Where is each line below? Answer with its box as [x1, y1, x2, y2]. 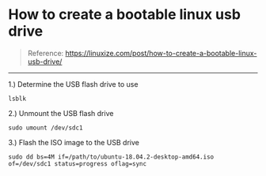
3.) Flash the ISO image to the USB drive [8, 137, 140, 147]
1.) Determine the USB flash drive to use [8, 79, 139, 88]
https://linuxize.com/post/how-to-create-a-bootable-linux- [65, 48, 257, 58]
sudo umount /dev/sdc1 [8, 124, 83, 132]
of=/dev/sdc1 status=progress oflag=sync [8, 159, 147, 167]
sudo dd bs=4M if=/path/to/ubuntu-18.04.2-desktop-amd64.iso [8, 152, 215, 161]
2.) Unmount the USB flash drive [8, 108, 114, 118]
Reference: [27, 48, 64, 58]
